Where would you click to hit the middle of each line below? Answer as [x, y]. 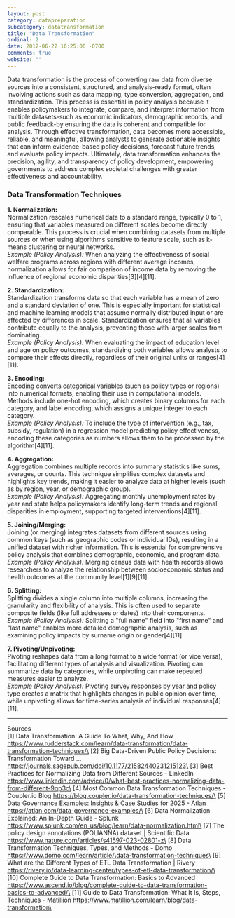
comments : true [29, 53]
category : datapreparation [47, 20]
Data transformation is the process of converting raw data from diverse [110, 79]
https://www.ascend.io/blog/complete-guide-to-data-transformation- [107, 885]
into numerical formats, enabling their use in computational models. [104, 393]
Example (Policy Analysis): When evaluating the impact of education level [113, 343]
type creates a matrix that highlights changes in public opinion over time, [112, 694]
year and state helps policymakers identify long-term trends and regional [112, 504]
